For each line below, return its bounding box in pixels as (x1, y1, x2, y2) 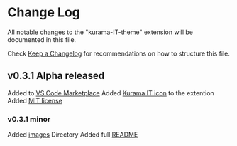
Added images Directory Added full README (7, 130, 138, 139)
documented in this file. (7, 35, 77, 43)
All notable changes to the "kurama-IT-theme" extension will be (7, 28, 194, 36)
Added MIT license (7, 96, 62, 105)
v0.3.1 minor (7, 114, 51, 124)
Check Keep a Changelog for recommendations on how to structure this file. (7, 49, 231, 58)
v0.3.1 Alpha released (7, 70, 105, 82)
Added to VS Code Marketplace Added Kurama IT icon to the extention (7, 88, 214, 97)
